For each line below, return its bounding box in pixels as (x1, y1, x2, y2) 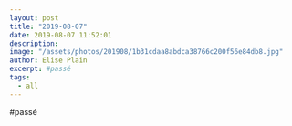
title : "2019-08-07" (9, 22, 89, 31)
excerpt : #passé (9, 65, 71, 74)
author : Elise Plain (9, 56, 89, 65)
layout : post (9, 13, 59, 23)
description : (9, 38, 59, 48)
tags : (9, 73, 30, 82)
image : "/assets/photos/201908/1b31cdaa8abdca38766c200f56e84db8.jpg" (9, 47, 284, 57)
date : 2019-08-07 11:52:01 (9, 30, 112, 39)
